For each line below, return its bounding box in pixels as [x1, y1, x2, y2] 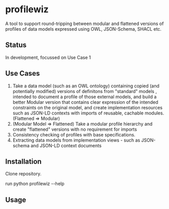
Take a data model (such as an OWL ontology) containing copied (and [12, 83, 159, 89]
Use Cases [5, 69, 40, 78]
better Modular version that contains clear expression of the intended [12, 99, 159, 105]
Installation [5, 157, 42, 166]
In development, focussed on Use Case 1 [5, 54, 91, 60]
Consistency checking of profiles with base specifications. [12, 131, 136, 137]
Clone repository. [5, 171, 42, 177]
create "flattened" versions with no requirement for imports [12, 126, 137, 132]
